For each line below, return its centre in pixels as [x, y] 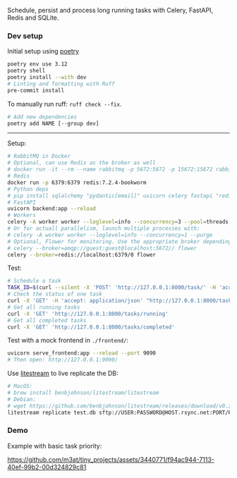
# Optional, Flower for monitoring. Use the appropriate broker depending [120, 241]
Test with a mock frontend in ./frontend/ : [68, 341]
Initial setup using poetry [43, 51]
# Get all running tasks [44, 307]
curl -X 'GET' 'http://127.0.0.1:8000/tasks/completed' [91, 327]
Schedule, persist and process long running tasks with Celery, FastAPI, [110, 10]
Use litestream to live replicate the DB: [63, 374]
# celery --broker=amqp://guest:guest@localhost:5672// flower [102, 248]
